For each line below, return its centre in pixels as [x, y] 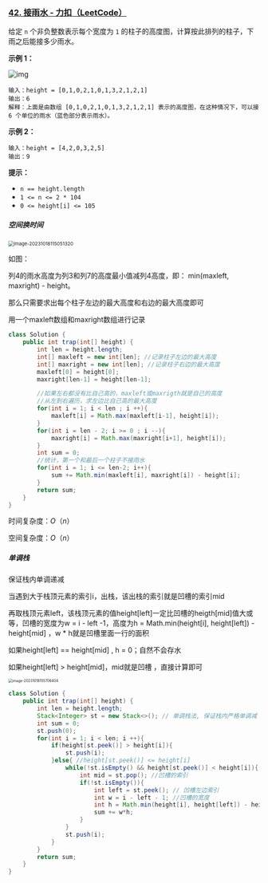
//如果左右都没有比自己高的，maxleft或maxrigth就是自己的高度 [130, 394]
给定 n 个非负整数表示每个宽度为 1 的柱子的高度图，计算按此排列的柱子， [128, 32]
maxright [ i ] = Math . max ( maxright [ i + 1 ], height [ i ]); [138, 438]
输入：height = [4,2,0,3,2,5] [57, 148]
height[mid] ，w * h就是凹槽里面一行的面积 [79, 633]
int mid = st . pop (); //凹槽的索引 [134, 775]
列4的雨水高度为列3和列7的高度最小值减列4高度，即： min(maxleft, [119, 276]
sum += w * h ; [114, 812]
